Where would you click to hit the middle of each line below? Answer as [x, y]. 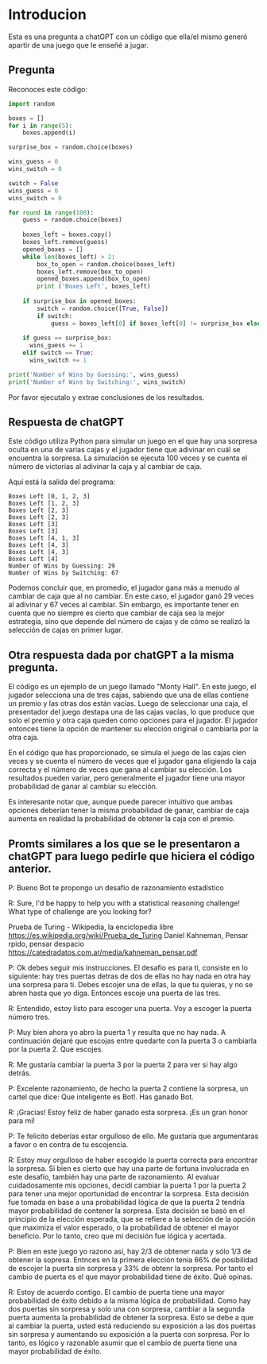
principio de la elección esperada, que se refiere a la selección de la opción [132, 1219]
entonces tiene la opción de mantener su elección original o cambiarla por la [133, 729]
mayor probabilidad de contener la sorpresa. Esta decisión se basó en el [126, 1211]
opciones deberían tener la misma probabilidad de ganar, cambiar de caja [129, 810]
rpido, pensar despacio [46, 944]
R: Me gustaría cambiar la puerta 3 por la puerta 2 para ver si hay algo [123, 1065]
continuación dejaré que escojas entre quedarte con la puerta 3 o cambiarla [132, 1041]
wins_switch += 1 [58, 360]
